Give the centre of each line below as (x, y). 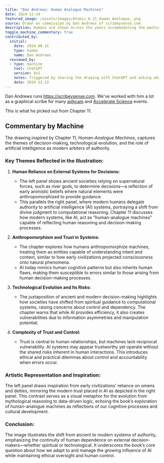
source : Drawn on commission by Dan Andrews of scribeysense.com (73, 23)
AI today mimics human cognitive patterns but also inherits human (86, 267)
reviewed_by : (23, 60)
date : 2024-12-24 (23, 14)
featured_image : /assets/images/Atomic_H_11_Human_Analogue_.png (73, 19)
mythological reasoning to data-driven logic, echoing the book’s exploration (81, 401)
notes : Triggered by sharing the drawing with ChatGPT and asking (83, 78)
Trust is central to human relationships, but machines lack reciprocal (88, 341)
